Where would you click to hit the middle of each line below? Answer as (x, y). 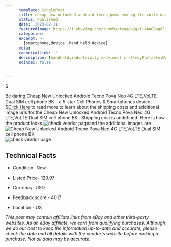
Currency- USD (29, 187)
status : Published (38, 19)
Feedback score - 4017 (37, 197)
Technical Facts (31, 155)
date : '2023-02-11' (39, 24)
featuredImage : (35, 29)
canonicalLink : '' (38, 53)
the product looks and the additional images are (78, 123)
